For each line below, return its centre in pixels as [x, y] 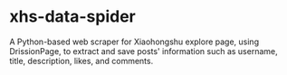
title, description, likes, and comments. [81, 61]
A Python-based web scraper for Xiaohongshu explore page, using [134, 42]
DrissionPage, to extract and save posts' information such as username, [143, 51]
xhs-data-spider [72, 17]
